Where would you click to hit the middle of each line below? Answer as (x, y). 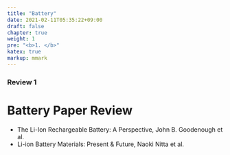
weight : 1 (21, 39)
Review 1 (22, 82)
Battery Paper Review (70, 110)
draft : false (26, 26)
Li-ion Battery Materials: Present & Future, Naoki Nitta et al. (100, 144)
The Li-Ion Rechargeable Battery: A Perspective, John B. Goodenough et (120, 129)
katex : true (24, 52)
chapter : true (27, 33)
